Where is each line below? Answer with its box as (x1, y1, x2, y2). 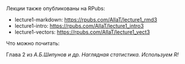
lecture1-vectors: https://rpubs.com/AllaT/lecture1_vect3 (14, 29, 150, 35)
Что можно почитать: (6, 40, 60, 47)
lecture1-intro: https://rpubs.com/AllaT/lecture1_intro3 (14, 23, 144, 29)
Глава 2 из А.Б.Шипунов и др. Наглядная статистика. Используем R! (6, 51, 179, 58)
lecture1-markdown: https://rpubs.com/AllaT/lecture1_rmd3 (14, 16, 157, 23)
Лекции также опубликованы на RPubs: (6, 5, 106, 12)
